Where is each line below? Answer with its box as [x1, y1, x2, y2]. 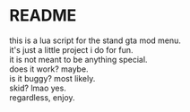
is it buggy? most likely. [9, 73, 96, 83]
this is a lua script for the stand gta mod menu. [9, 35, 182, 46]
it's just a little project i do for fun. [9, 44, 134, 55]
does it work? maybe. [9, 64, 89, 74]
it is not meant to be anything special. [9, 54, 148, 65]
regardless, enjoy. [9, 91, 75, 103]
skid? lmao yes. [9, 82, 67, 93]
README [9, 5, 77, 26]
